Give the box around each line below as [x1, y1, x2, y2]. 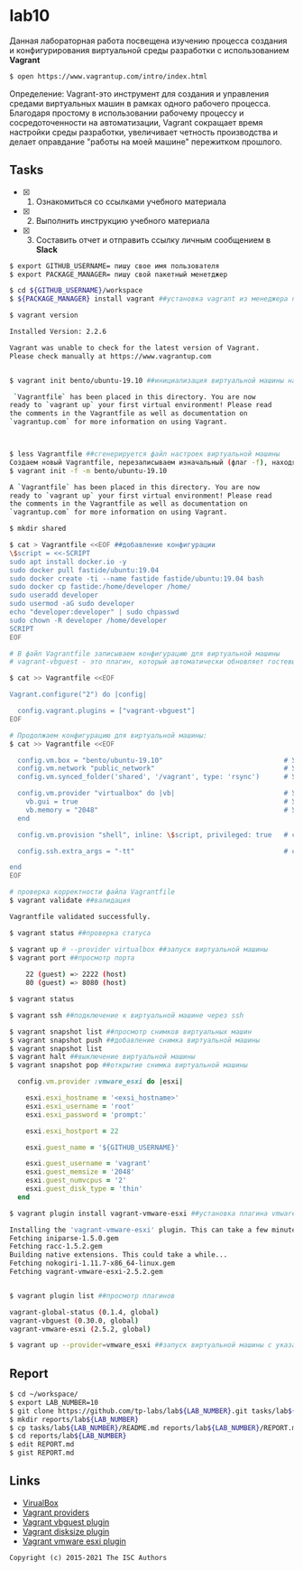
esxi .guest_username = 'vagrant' [25, 1159, 151, 1168]
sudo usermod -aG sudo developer [9, 600, 135, 609]
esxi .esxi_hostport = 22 [25, 1126, 119, 1136]
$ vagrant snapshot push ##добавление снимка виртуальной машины [9, 1036, 260, 1045]
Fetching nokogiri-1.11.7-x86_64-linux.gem [9, 1259, 176, 1269]
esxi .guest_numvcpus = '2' [25, 1176, 127, 1185]
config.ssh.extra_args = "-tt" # [17, 846, 289, 856]
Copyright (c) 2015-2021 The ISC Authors [9, 1553, 168, 1562]
